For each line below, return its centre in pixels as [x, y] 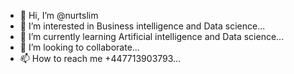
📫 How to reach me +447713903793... [100, 58]
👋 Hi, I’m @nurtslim [59, 15]
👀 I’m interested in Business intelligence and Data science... [142, 26]
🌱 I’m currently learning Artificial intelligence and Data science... [152, 36]
